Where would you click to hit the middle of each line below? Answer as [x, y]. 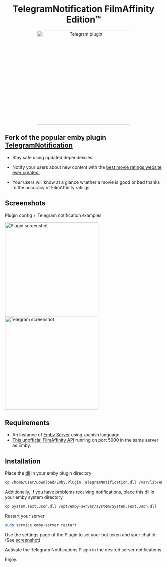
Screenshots [25, 203]
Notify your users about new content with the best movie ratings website [87, 167]
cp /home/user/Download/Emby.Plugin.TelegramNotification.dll [71, 482]
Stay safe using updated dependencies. [53, 157]
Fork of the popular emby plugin [56, 138]
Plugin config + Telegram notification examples [53, 215]
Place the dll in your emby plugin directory [48, 473]
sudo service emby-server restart [41, 525]
